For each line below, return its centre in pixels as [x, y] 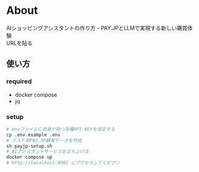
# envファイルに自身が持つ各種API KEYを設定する [61, 129]
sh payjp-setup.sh [29, 146]
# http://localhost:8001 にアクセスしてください [63, 163]
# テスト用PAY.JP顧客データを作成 [44, 140]
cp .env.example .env [33, 135]
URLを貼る [20, 43]
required [19, 81]
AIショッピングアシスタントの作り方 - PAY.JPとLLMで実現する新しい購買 [97, 28]
